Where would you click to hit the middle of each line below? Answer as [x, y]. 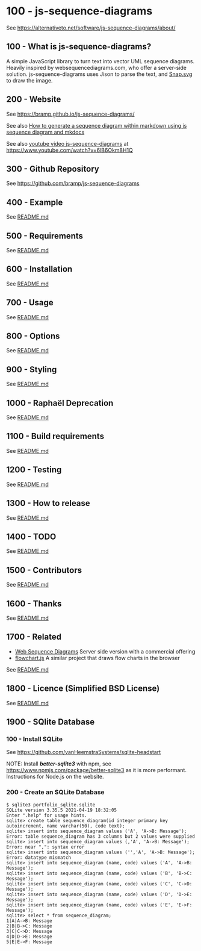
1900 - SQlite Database [51, 722]
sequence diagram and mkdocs [45, 132]
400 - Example [35, 202]
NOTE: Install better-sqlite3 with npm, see [59, 764]
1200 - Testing [34, 470]
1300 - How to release [48, 503]
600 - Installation [39, 269]
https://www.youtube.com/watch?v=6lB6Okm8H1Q [70, 150]
